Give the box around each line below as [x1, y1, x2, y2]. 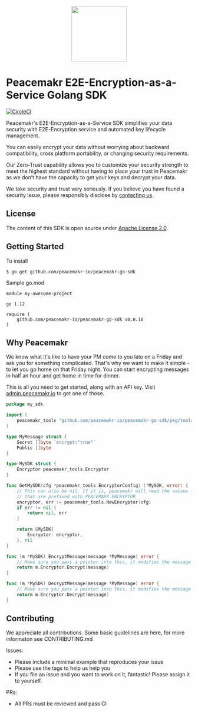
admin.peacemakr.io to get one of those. [6, 390, 105, 397]
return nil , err [27, 510, 67, 516]
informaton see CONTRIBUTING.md [6, 635, 93, 643]
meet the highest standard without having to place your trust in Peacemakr [6, 167, 187, 175]
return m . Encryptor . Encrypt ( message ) [16, 564, 110, 570]
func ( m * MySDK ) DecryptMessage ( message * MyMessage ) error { [6, 580, 160, 587]
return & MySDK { [16, 527, 54, 533]
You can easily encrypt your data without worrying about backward [6, 143, 170, 150]
